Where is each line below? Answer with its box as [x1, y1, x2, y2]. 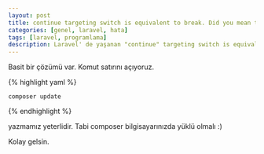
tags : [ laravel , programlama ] [8, 33, 108, 42]
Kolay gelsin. [8, 137, 49, 146]
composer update [8, 93, 61, 101]
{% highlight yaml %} [8, 78, 77, 87]
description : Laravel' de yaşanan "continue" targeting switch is [8, 41, 230, 49]
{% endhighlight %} [8, 107, 72, 116]
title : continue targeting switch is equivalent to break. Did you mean [8, 19, 251, 27]
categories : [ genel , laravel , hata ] [8, 26, 128, 34]
